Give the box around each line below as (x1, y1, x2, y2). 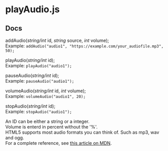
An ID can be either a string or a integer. (5, 118, 90, 124)
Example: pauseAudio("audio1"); (5, 78, 74, 84)
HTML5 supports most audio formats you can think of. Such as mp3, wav (5, 129, 160, 135)
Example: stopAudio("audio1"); (5, 109, 72, 114)
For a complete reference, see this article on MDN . (5, 140, 112, 146)
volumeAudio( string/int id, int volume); (5, 88, 86, 94)
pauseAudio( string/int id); (5, 72, 59, 79)
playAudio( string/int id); (5, 57, 55, 63)
